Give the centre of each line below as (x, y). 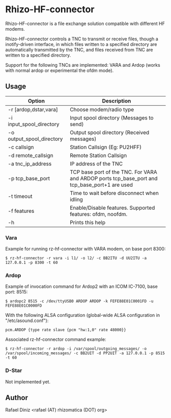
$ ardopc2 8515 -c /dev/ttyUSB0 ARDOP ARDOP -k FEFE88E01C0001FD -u (79, 301)
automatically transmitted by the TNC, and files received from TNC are (79, 50)
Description (117, 101)
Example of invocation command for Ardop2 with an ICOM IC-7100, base (81, 286)
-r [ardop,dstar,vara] (33, 109)
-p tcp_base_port (29, 178)
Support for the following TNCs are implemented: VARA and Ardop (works (83, 65)
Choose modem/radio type (102, 109)
